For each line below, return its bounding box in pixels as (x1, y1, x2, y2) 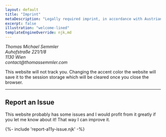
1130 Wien (5, 54, 26, 60)
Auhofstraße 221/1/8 (5, 49, 46, 55)
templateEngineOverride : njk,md (5, 30, 72, 35)
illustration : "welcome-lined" (5, 26, 70, 31)
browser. (5, 79, 23, 85)
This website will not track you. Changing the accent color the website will (5, 69, 157, 74)
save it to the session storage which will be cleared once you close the (5, 74, 149, 80)
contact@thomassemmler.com (5, 60, 68, 65)
